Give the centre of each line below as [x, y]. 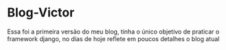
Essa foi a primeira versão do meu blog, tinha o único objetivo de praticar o [113, 32]
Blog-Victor [41, 13]
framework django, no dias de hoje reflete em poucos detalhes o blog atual [113, 38]
